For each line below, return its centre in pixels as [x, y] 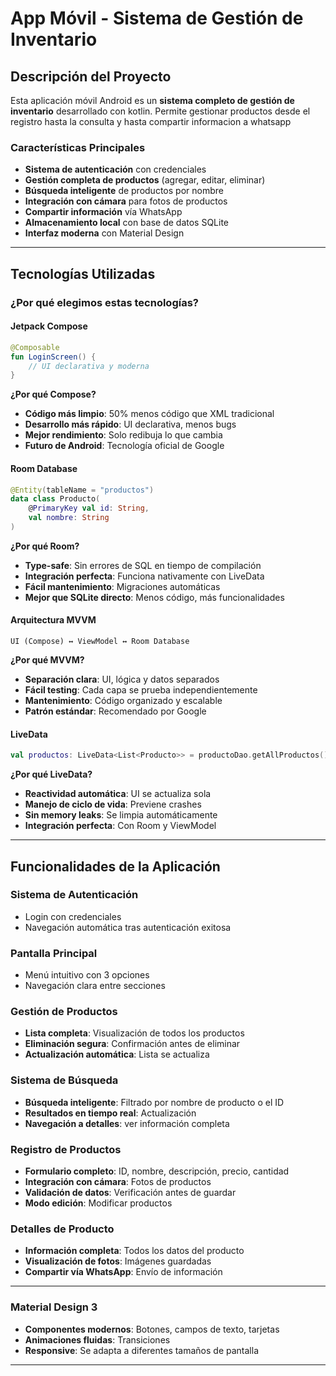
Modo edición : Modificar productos [98, 1203]
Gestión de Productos [64, 1012]
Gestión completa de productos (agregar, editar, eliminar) [145, 180]
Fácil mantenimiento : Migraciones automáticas [122, 586]
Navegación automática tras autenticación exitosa [128, 927]
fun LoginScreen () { [53, 357]
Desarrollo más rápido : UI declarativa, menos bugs [130, 424]
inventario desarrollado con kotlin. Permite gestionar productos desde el [160, 111]
